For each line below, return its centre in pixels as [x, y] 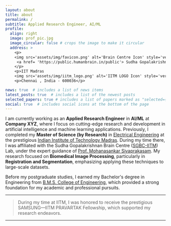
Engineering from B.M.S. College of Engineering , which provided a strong [82, 182]
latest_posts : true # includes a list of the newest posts [70, 94]
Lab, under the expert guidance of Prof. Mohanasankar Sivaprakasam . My [83, 151]
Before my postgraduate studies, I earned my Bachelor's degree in [75, 177]
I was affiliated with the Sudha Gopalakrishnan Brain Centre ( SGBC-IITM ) [82, 146]
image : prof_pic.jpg [32, 39]
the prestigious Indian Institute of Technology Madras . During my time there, [85, 140]
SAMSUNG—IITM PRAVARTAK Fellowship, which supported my [84, 208]
